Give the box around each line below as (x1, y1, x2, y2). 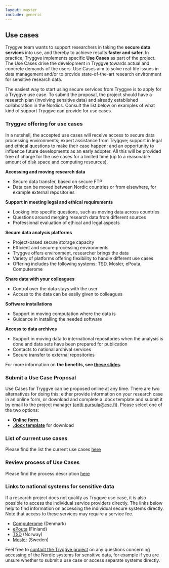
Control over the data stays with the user (12, 285, 98, 291)
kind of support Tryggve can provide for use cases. (5, 108, 112, 114)
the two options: (5, 407, 39, 413)
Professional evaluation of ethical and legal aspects (12, 220, 120, 226)
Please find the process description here (5, 470, 90, 476)
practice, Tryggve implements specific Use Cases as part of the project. (5, 55, 156, 61)
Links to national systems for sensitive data (5, 483, 115, 490)
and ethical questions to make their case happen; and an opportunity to (5, 143, 154, 149)
